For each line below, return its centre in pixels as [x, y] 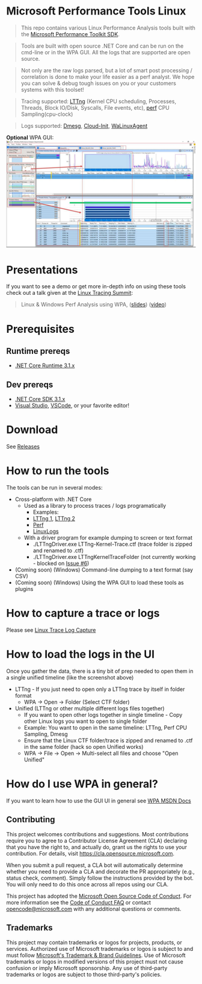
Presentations [42, 270]
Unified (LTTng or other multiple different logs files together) [90, 708]
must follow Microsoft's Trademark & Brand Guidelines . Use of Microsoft [96, 955]
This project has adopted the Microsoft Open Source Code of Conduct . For [99, 896]
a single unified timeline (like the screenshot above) [70, 677]
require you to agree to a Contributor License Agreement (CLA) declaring [97, 840]
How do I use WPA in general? [82, 784]
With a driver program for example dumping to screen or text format [108, 538]
